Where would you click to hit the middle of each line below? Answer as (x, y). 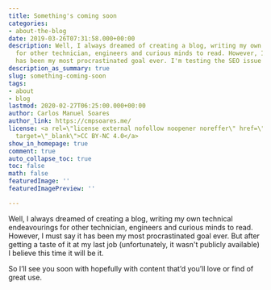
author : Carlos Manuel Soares (59, 114)
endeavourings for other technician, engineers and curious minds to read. (131, 227)
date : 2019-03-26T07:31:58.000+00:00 (72, 38)
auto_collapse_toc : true (50, 158)
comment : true (32, 151)
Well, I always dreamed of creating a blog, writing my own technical (121, 218)
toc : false (27, 166)
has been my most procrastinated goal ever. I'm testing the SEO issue (139, 61)
